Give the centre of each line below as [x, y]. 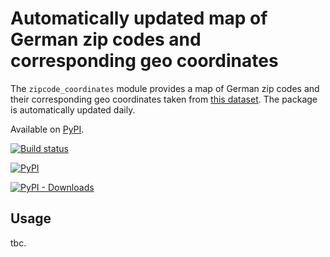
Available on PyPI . [47, 129]
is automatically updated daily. [73, 109]
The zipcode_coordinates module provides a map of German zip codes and [165, 88]
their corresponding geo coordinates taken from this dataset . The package [164, 99]
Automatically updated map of [139, 18]
